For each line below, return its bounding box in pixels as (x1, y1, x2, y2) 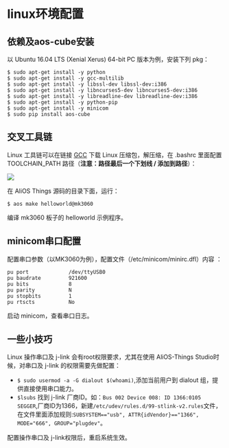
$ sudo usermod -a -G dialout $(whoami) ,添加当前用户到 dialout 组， (16, 376, 213, 384)
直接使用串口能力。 (23, 385, 77, 393)
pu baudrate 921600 (7, 274, 88, 281)
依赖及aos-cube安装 (7, 36, 95, 47)
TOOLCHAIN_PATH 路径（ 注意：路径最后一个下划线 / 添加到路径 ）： (7, 159, 197, 167)
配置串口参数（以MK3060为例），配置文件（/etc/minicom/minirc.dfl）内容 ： (7, 255, 223, 263)
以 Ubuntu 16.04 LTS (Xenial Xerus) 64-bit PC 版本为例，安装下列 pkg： (7, 56, 209, 63)
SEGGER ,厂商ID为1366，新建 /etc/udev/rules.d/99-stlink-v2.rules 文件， (16, 402, 222, 410)
